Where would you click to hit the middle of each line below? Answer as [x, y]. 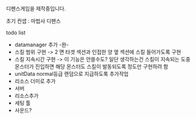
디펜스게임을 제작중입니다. [36, 8]
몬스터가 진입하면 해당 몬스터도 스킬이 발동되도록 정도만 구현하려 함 [91, 66]
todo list [16, 33]
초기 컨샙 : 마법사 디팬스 [33, 21]
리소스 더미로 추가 [35, 81]
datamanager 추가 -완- [42, 45]
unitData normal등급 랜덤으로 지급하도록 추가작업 [72, 74]
